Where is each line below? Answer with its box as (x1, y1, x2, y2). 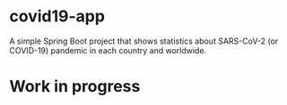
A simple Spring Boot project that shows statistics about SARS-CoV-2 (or (9, 36, 279, 46)
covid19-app (9, 6, 106, 27)
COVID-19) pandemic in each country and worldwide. (9, 44, 207, 55)
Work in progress (9, 77, 141, 97)
